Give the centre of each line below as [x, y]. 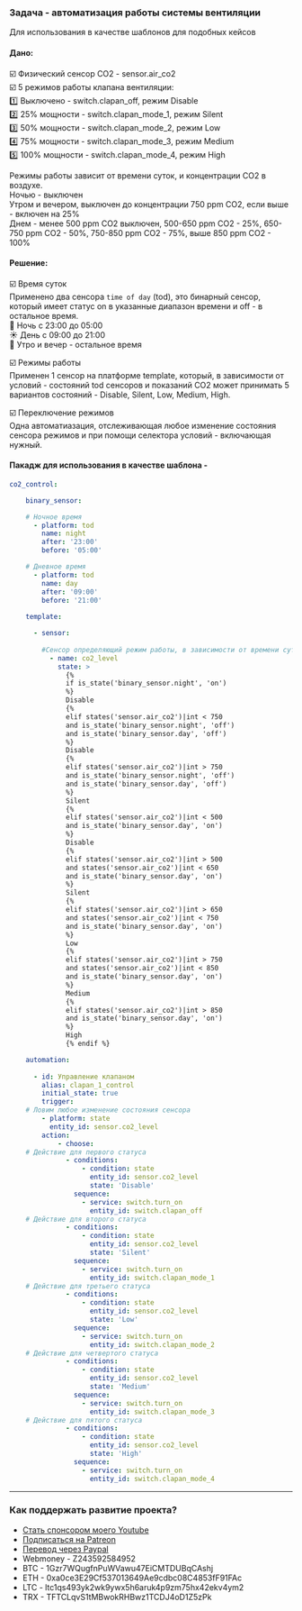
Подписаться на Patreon [69, 1539]
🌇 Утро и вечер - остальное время [75, 344]
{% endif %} [88, 1044]
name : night [64, 533]
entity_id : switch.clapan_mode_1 [152, 1278]
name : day [60, 583]
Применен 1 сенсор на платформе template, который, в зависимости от [147, 375]
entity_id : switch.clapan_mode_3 [152, 1412]
